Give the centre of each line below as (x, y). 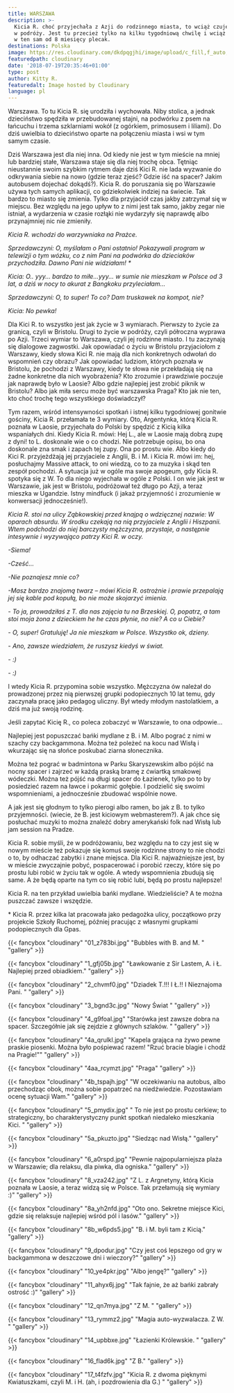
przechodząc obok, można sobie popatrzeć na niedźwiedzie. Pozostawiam (115, 1089)
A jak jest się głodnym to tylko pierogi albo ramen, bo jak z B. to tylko (107, 807)
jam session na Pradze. (41, 830)
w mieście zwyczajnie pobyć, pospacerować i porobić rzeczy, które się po (114, 865)
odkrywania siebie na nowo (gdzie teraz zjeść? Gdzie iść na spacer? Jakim (115, 177)
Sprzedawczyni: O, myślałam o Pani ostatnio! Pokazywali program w (107, 248)
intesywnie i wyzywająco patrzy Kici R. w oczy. (76, 537)
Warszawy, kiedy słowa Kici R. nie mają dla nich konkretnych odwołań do (112, 354)
